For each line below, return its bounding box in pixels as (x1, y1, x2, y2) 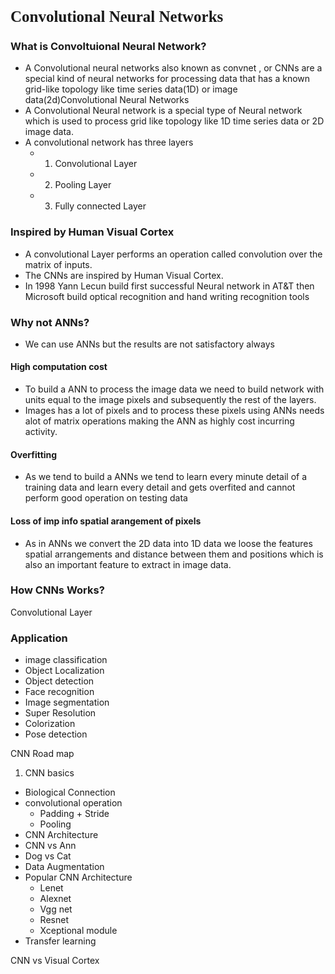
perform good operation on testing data (24, 492, 188, 504)
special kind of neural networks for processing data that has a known (24, 73, 311, 85)
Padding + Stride (39, 808, 110, 820)
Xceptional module (39, 925, 118, 937)
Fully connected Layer (54, 200, 147, 212)
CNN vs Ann (24, 840, 77, 852)
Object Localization (24, 665, 105, 677)
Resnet (39, 914, 69, 926)
